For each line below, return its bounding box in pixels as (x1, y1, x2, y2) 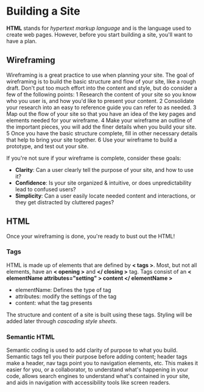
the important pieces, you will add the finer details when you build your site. (6, 123, 197, 130)
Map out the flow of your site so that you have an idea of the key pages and (6, 110, 196, 117)
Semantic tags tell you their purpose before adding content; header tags (6, 353, 188, 360)
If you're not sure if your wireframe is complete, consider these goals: (6, 154, 181, 162)
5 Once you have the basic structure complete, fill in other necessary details (6, 129, 198, 137)
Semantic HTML (6, 332, 55, 341)
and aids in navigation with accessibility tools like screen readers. (6, 379, 171, 387)
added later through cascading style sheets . (6, 317, 118, 324)
